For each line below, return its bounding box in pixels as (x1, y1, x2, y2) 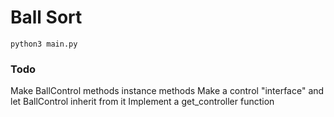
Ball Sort (10, 6, 83, 29)
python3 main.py (10, 39, 78, 49)
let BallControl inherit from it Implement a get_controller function (10, 96, 275, 108)
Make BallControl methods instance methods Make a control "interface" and (10, 85, 325, 97)
